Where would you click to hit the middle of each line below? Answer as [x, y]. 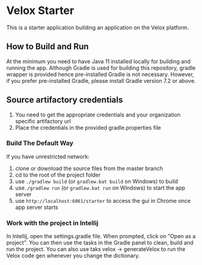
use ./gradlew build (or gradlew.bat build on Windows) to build [96, 181]
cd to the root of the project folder [58, 175]
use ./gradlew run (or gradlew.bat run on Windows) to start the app [100, 188]
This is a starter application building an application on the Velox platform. [98, 27]
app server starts [37, 207]
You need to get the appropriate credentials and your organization [98, 115]
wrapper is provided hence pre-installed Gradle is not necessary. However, [100, 74]
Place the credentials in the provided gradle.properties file [88, 127]
